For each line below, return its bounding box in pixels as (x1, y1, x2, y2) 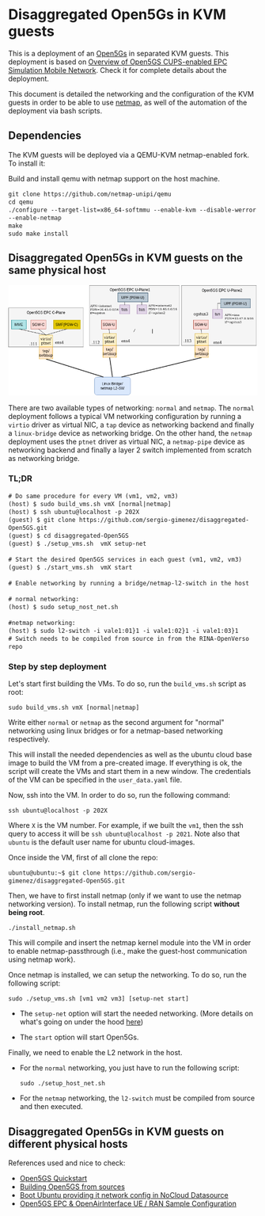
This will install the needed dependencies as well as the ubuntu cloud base (8, 750, 252, 760)
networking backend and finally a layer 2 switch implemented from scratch (8, 445, 252, 455)
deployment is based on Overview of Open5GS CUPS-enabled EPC (8, 57, 228, 67)
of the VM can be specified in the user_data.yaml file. (8, 775, 183, 785)
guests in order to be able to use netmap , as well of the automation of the (8, 97, 248, 107)
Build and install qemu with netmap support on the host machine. (8, 173, 220, 183)
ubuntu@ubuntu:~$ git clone (8, 869, 101, 877)
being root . (8, 908, 45, 917)
